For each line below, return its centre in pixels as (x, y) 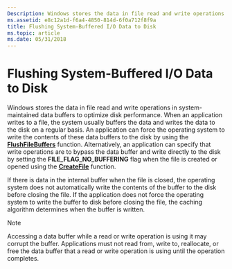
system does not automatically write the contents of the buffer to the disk (112, 187)
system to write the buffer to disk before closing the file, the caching (105, 202)
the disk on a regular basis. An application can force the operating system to (116, 130)
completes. (23, 259)
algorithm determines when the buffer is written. (76, 209)
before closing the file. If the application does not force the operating (106, 195)
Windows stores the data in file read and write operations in (92, 107)
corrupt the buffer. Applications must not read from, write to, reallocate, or (113, 244)
